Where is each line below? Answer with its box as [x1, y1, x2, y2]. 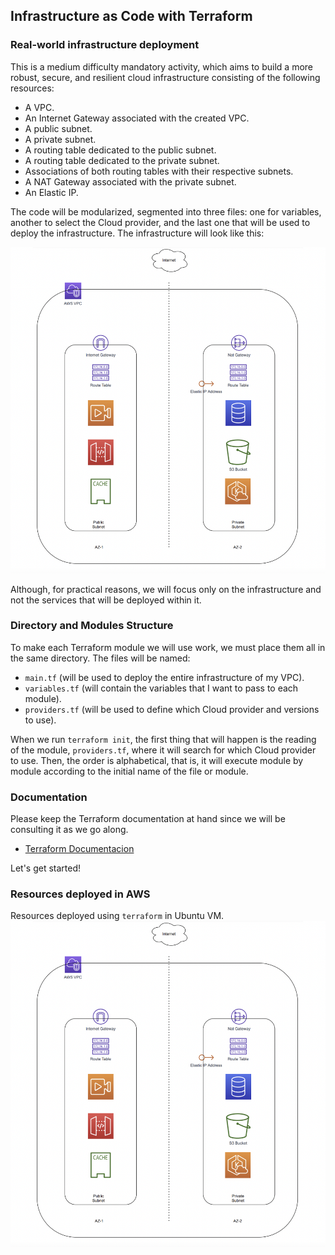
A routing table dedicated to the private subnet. [24, 154, 220, 166]
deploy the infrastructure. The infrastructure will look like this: [10, 227, 265, 239]
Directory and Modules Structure [10, 619, 174, 633]
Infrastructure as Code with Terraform [10, 8, 253, 25]
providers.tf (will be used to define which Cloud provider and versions [24, 703, 320, 715]
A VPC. [24, 101, 55, 113]
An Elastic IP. [24, 186, 79, 198]
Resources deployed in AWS [10, 887, 151, 901]
